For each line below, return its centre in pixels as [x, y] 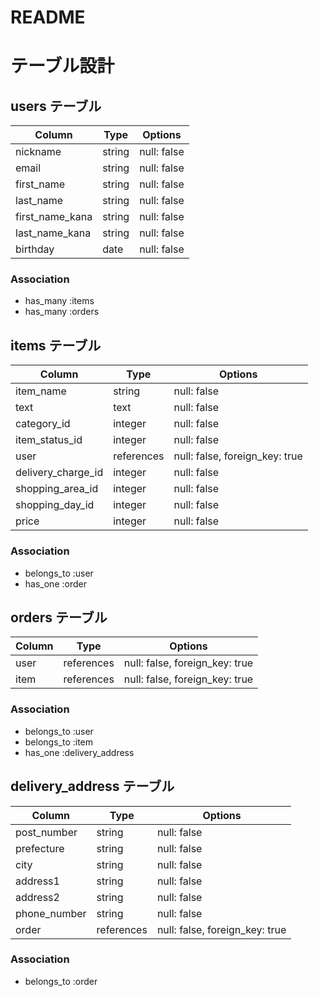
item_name [41, 391]
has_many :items [59, 301]
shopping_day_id [55, 505]
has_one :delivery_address [79, 752]
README [48, 17]
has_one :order [55, 583]
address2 [37, 897]
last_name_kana [53, 233]
